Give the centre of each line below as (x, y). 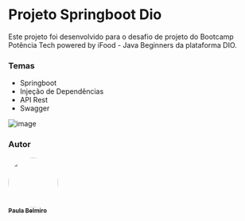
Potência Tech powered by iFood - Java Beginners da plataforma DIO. (122, 45)
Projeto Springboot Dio (85, 15)
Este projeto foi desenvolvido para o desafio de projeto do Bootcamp (121, 37)
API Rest (34, 100)
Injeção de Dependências (62, 91)
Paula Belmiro (28, 211)
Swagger (35, 108)
